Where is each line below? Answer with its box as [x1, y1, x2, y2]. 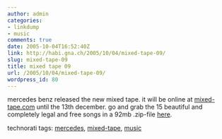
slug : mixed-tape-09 [7, 56, 69, 64]
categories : [7, 17, 42, 24]
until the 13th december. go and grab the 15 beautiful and [36, 103, 203, 111]
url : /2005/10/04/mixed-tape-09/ [7, 69, 106, 76]
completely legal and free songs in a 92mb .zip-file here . [7, 110, 173, 119]
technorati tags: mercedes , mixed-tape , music [7, 124, 142, 133]
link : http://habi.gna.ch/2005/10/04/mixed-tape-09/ [7, 50, 166, 57]
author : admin [7, 10, 49, 18]
